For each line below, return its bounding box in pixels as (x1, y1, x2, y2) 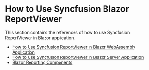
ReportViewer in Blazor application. (5, 35, 75, 41)
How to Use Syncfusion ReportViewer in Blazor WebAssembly (12, 44, 136, 50)
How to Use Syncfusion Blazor (5, 3, 130, 14)
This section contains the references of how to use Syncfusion (5, 29, 130, 35)
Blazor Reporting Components (12, 59, 73, 65)
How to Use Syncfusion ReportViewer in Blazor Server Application (12, 54, 144, 60)
